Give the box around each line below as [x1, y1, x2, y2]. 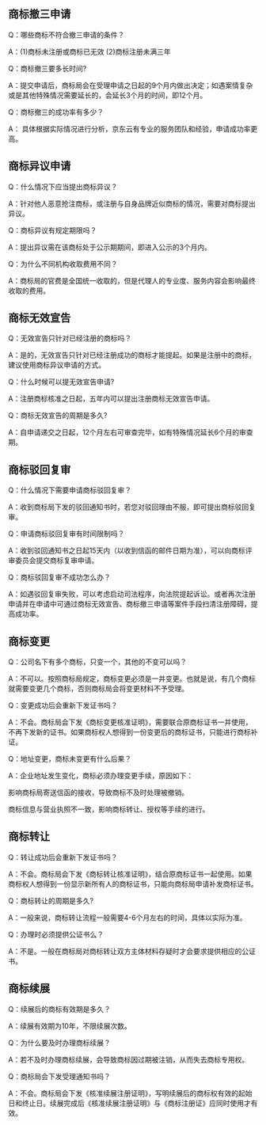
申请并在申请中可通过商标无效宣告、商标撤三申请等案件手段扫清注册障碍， [8, 599, 251, 609]
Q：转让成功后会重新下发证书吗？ [8, 852, 118, 861]
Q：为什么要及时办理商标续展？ [8, 1038, 111, 1047]
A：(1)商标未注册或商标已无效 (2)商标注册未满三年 [8, 47, 172, 56]
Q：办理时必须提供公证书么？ [8, 929, 104, 939]
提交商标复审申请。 [35, 556, 99, 565]
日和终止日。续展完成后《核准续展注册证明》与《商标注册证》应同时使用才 [8, 1098, 251, 1108]
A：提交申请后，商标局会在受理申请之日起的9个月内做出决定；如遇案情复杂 [8, 80, 253, 89]
